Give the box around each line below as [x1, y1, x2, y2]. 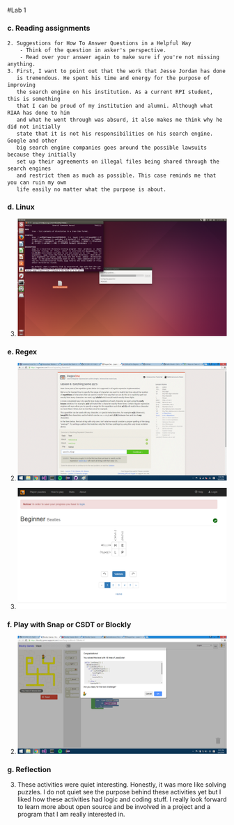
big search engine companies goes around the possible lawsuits [16, 144, 208, 152]
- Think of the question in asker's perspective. [19, 47, 167, 54]
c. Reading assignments [7, 23, 91, 33]
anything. [7, 61, 36, 68]
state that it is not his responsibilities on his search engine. [16, 130, 214, 138]
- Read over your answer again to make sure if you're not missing [19, 54, 219, 61]
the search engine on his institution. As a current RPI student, [16, 88, 214, 96]
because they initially [7, 151, 77, 159]
